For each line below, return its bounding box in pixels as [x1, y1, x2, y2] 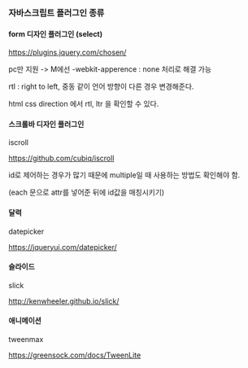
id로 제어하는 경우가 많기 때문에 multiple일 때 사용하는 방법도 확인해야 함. [8, 170, 241, 180]
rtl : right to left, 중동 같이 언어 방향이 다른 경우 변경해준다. [8, 81, 194, 91]
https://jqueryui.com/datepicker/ [8, 242, 118, 252]
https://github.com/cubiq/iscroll [8, 153, 115, 164]
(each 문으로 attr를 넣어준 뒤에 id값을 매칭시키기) [8, 187, 165, 197]
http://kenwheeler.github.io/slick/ [8, 296, 120, 306]
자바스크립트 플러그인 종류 [8, 7, 105, 18]
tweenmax [8, 334, 44, 344]
